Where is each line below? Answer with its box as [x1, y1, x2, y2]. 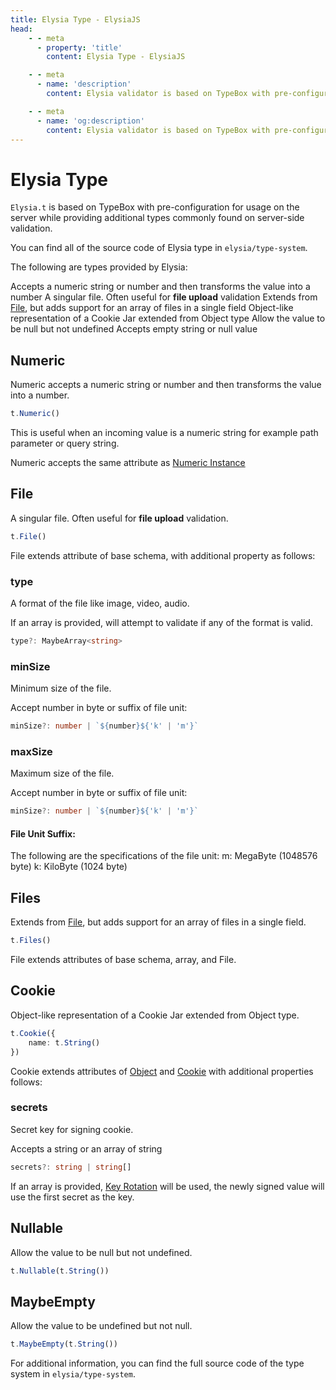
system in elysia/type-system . [10, 1368, 136, 1380]
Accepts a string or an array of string [10, 1142, 163, 1155]
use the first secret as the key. [10, 1191, 135, 1203]
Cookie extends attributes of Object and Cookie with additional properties [10, 1065, 314, 1077]
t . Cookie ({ [10, 1028, 56, 1038]
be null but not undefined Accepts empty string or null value [10, 323, 258, 335]
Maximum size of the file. [10, 767, 115, 780]
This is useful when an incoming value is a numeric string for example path [10, 427, 319, 438]
